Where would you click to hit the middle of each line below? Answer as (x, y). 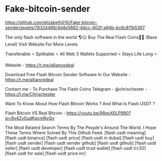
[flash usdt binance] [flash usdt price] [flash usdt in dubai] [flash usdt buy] (80, 138)
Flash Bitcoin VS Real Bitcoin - (35, 113)
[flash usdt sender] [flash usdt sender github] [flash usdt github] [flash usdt (81, 143)
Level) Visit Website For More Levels (41, 44)
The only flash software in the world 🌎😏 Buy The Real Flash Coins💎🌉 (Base (81, 37)
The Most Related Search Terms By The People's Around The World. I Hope (81, 128)
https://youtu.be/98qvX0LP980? (98, 113)
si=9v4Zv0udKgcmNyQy (30, 118)
